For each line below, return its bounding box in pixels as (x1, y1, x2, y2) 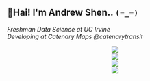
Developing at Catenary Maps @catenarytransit (7, 32, 143, 40)
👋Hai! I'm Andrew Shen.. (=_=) (7, 7, 139, 19)
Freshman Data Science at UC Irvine (7, 25, 111, 33)
